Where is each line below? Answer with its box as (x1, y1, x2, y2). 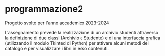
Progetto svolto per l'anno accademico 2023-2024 (5, 20, 109, 26)
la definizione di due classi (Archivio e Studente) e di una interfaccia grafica (5, 35, 161, 41)
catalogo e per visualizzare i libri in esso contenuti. (5, 45, 109, 51)
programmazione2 (5, 3, 83, 15)
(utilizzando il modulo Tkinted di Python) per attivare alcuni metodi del (5, 40, 149, 46)
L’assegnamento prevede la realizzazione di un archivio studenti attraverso (5, 29, 158, 35)
